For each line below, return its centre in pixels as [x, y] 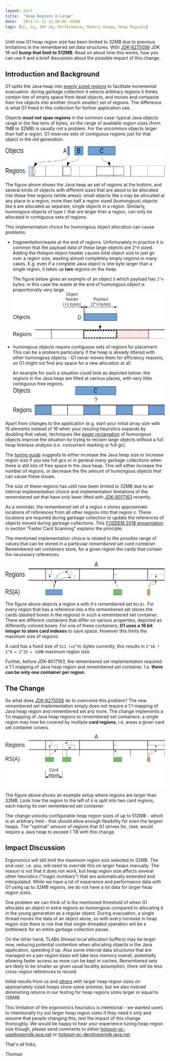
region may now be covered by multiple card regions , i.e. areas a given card [85, 722]
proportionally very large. [39, 290]
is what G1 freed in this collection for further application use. [68, 108]
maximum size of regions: [32, 636]
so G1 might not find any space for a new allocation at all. [72, 363]
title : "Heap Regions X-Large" [39, 16]
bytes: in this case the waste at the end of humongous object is [79, 284]
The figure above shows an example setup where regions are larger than [81, 795]
